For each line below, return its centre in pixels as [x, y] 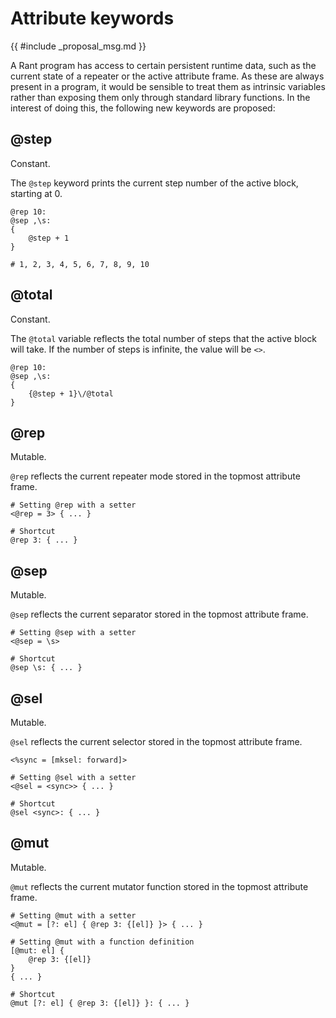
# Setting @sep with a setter [73, 633]
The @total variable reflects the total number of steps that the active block [163, 338]
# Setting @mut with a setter [73, 915]
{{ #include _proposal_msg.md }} [78, 46]
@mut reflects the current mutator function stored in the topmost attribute [159, 886]
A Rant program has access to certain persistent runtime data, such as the [163, 65]
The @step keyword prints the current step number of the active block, [154, 183]
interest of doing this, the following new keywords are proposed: [143, 108]
